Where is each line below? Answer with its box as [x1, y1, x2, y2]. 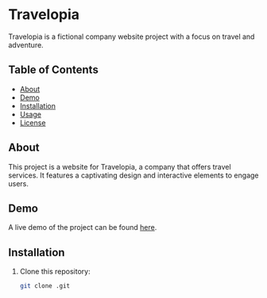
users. [8, 178, 29, 188]
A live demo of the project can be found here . [8, 223, 157, 232]
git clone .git [19, 282, 71, 290]
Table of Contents [8, 63, 99, 77]
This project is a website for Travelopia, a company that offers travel [8, 162, 232, 171]
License [19, 117, 46, 128]
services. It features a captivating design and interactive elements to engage [8, 170, 259, 180]
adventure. [8, 40, 44, 49]
